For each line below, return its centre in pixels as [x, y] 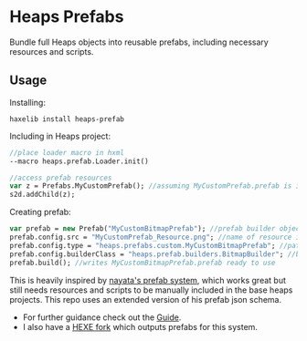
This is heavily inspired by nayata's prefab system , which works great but [148, 280]
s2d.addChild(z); [42, 195]
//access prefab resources [61, 178]
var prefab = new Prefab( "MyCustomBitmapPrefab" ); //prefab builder [143, 229]
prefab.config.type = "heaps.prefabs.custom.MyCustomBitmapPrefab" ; [143, 245]
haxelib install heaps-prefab [67, 119]
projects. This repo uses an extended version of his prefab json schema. [146, 299]
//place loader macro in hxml [67, 152]
